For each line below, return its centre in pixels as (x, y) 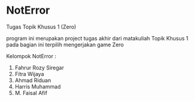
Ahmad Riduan (33, 80)
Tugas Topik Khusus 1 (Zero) (41, 27)
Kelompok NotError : (31, 56)
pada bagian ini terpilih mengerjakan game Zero (65, 45)
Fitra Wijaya (29, 74)
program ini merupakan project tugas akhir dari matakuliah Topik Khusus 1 (97, 38)
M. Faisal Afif (31, 93)
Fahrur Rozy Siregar (39, 67)
